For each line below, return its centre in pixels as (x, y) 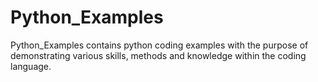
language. (31, 66)
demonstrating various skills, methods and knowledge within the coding (158, 55)
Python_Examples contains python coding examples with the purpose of (159, 45)
